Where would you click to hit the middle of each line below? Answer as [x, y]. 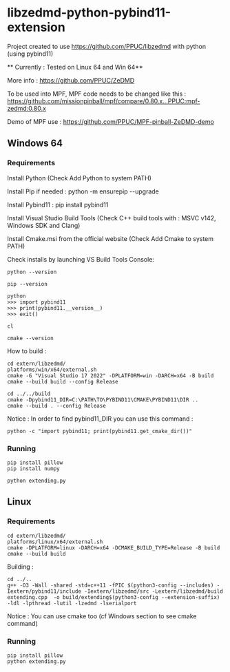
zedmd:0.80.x [27, 108]
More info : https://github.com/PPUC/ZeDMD [71, 80]
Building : [21, 567]
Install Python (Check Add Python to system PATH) [79, 178]
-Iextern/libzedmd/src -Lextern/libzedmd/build [154, 591]
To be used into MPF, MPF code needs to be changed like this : [97, 94]
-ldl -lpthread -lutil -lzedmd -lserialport [72, 603]
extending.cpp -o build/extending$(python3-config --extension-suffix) [114, 597]
